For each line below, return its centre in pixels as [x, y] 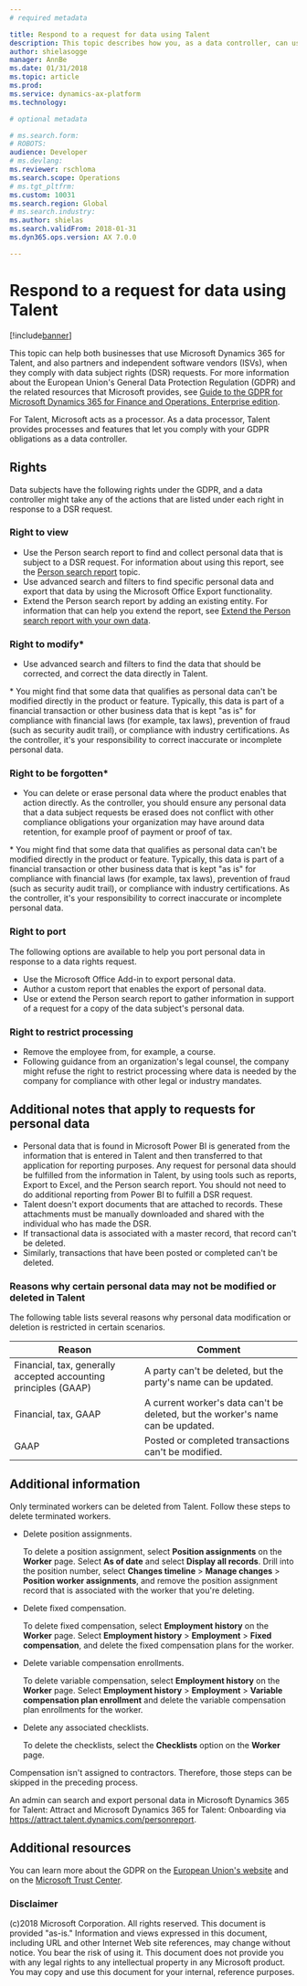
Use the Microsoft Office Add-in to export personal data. [129, 979]
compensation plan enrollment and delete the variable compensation [154, 1700]
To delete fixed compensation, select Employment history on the [146, 1625]
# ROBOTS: [28, 144]
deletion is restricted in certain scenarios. [88, 1327]
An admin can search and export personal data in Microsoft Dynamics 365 [149, 1800]
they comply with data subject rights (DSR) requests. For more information [149, 372]
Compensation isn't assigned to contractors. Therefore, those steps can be [151, 1772]
